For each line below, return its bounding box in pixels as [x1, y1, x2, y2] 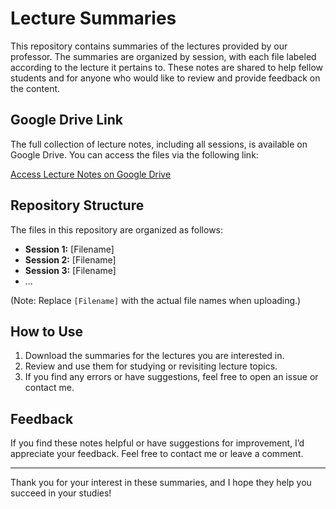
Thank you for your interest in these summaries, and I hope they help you [10, 477, 312, 489]
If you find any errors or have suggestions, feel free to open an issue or [24, 371, 319, 383]
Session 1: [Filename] [24, 243, 115, 255]
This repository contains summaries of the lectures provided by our [10, 40, 288, 52]
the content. [10, 82, 61, 94]
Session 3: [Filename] [24, 264, 117, 276]
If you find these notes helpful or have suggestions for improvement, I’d [10, 437, 305, 449]
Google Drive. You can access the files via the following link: [10, 148, 259, 161]
